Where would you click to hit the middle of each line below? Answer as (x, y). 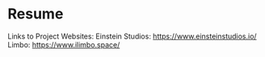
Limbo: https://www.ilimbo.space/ (64, 44)
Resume (36, 14)
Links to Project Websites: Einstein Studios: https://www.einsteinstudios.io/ (132, 36)
